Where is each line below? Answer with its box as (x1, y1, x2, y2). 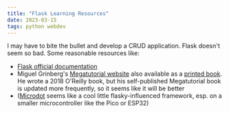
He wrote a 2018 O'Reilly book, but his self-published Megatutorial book (17, 77, 221, 85)
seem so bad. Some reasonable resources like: (7, 49, 140, 57)
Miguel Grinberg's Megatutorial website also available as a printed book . (17, 70, 222, 78)
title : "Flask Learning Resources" (7, 10, 109, 17)
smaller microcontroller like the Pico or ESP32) (17, 99, 149, 107)
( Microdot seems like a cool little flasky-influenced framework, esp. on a (17, 92, 222, 100)
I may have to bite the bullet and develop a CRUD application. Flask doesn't (7, 42, 220, 50)
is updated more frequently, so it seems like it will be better (17, 84, 185, 93)
